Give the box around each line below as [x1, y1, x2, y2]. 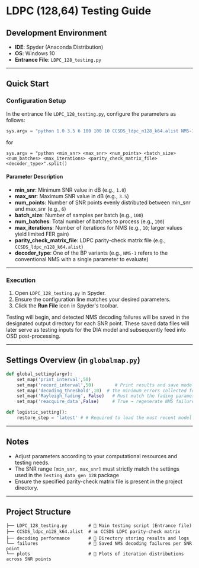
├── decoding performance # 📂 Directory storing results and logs [6, 535, 190, 541]
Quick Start [6, 79, 49, 89]
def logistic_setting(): [6, 410, 68, 415]
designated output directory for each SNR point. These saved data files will [6, 320, 190, 327]
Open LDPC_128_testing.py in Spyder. [14, 290, 107, 297]
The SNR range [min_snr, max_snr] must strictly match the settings [14, 465, 179, 472]
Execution [6, 276, 36, 284]
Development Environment [6, 28, 107, 38]
